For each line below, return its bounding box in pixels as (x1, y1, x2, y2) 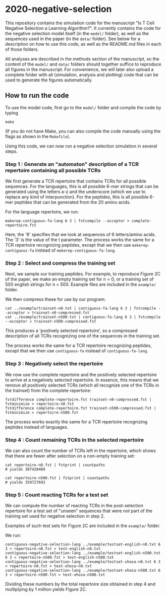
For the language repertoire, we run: (5, 209, 79, 215)
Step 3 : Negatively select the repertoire (5, 360, 104, 367)
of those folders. (5, 46, 39, 52)
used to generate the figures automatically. (5, 77, 93, 83)
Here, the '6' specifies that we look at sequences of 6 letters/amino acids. (5, 232, 156, 238)
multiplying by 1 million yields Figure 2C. (5, 587, 87, 593)
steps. (5, 148, 18, 154)
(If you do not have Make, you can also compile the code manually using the (5, 128, 161, 134)
